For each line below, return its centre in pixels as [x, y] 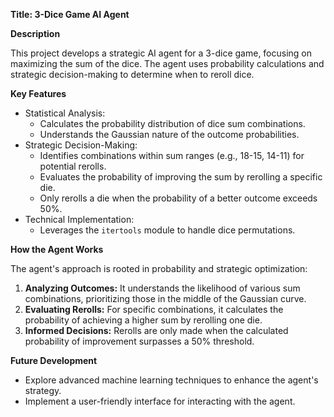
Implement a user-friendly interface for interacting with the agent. [160, 401]
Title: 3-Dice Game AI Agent [70, 14]
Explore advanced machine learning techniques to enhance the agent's [171, 380]
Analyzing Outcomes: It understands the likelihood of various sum [162, 288]
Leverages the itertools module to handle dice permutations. [167, 230]
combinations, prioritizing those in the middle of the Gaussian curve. [165, 298]
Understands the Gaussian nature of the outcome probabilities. [169, 134]
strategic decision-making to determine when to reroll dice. [132, 74]
